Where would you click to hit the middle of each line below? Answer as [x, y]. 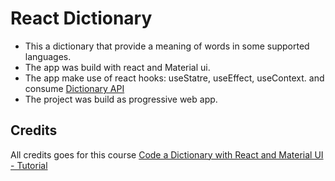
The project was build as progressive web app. [121, 99]
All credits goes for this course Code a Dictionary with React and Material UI [167, 154]
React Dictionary [81, 18]
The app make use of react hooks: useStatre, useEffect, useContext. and [174, 78]
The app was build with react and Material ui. [117, 67]
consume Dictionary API [74, 88]
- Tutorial [29, 165]
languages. [48, 56]
